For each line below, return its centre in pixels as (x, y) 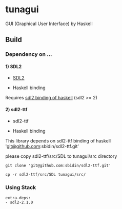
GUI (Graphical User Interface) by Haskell (49, 24)
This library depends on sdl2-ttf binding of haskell (58, 141)
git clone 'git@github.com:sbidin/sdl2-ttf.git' (58, 165)
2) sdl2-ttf (16, 110)
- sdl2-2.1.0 (19, 202)
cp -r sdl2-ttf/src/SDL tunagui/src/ (46, 174)
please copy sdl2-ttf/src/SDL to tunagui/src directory (61, 156)
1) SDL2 (14, 66)
